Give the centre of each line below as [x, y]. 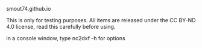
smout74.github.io [29, 9]
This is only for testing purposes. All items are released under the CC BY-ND [101, 20]
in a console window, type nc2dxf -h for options [66, 38]
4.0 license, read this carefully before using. [61, 27]
